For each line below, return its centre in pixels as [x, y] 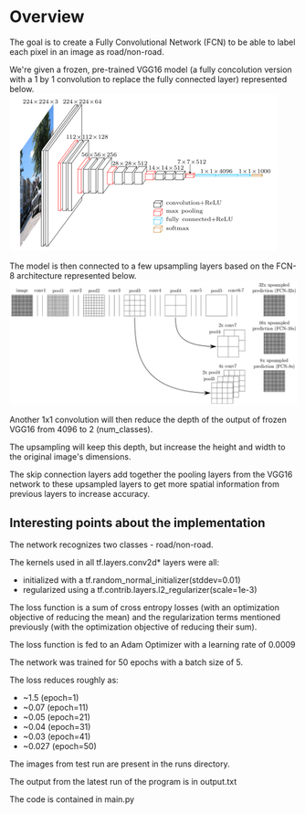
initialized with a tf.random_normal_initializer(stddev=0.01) [131, 580]
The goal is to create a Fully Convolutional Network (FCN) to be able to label [152, 42]
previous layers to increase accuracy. [80, 494]
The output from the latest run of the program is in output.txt [123, 782]
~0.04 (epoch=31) [57, 727]
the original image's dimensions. [70, 457]
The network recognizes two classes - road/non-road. [111, 544]
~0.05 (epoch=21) [57, 717]
